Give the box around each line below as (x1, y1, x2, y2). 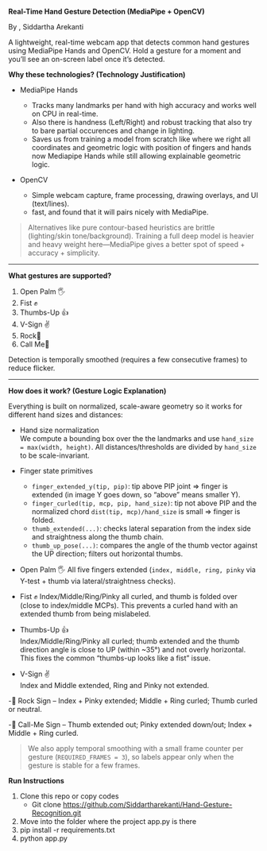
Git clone (31, 800, 62, 809)
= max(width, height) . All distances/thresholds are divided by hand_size (19, 443, 257, 451)
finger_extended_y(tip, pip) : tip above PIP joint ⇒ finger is (31, 482, 229, 491)
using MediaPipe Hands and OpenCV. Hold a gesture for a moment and (8, 46, 242, 55)
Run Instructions (8, 776, 65, 785)
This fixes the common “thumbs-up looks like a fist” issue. (19, 653, 211, 663)
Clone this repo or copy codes (19, 791, 119, 801)
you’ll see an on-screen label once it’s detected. (8, 55, 165, 64)
